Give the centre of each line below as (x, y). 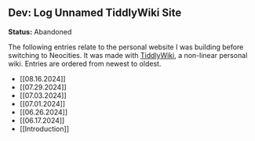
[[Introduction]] (44, 128)
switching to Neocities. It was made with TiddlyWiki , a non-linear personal (128, 55)
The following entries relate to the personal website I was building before (126, 47)
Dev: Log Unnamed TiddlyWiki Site (95, 13)
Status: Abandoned (40, 31)
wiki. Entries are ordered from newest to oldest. (85, 63)
